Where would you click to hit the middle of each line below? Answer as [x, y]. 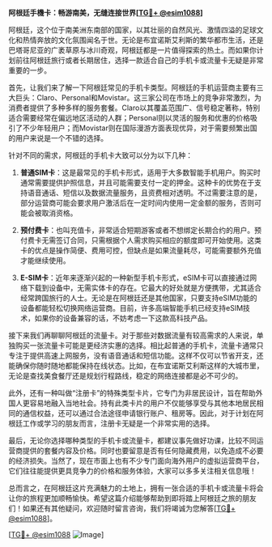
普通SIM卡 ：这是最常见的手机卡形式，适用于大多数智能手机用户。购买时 [140, 172]
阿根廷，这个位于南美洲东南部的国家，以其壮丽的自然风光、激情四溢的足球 [132, 30]
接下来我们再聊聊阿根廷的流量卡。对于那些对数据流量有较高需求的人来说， [132, 335]
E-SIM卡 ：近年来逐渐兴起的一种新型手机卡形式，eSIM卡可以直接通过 [135, 278]
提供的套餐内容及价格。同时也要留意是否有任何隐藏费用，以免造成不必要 [143, 451]
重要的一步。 [30, 70]
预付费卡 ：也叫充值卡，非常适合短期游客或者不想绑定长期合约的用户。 [137, 230]
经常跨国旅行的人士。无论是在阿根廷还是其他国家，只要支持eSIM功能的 [138, 298]
